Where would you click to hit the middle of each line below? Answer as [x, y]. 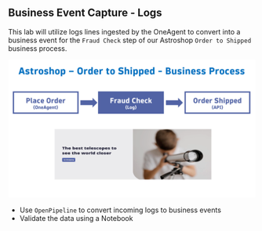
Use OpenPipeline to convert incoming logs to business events [120, 210]
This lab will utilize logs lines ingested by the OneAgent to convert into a [124, 31]
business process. [38, 48]
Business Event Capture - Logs [85, 13]
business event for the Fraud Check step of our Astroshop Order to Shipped [130, 40]
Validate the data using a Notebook [76, 218]
